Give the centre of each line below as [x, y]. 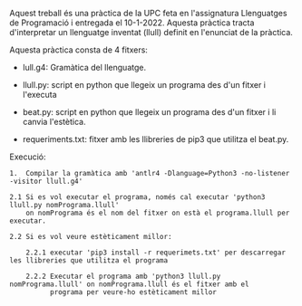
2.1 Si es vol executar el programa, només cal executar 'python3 [137, 197]
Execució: [28, 157]
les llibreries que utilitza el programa [89, 261]
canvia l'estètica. [54, 122]
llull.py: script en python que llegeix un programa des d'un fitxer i [144, 85]
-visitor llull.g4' [46, 181]
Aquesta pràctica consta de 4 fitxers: [78, 50]
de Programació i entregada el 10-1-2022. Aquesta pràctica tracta [132, 23]
